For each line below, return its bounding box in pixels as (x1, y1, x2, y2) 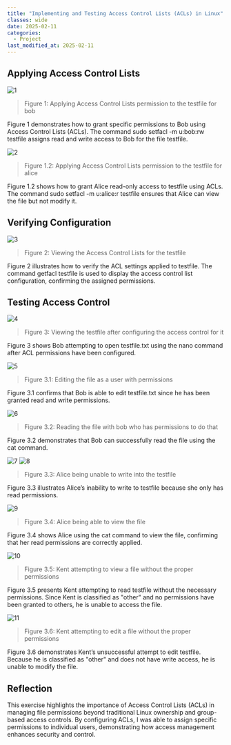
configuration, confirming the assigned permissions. (7, 277, 156, 285)
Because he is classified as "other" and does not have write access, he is (7, 655, 216, 664)
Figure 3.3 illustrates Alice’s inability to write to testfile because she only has (7, 484, 224, 492)
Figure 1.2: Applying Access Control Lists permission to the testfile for (23, 161, 223, 170)
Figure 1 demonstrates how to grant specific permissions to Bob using (7, 120, 205, 128)
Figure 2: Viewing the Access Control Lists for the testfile (23, 248, 186, 257)
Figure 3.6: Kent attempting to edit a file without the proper (23, 627, 191, 635)
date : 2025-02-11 (7, 23, 57, 30)
